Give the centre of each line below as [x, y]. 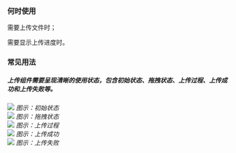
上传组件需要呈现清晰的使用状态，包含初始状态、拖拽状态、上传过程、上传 [114, 80]
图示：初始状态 [37, 108]
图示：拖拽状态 [37, 117]
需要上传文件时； [32, 28]
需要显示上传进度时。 [38, 43]
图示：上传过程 [37, 125]
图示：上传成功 [37, 134]
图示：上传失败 [37, 143]
